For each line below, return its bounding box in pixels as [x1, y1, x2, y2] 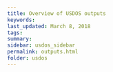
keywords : [7, 16, 36, 23]
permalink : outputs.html [7, 49, 79, 56]
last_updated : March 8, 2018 [7, 23, 91, 29]
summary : [7, 36, 32, 43]
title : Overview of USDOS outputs [7, 10, 107, 17]
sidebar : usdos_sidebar [7, 42, 76, 49]
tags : [7, 29, 23, 36]
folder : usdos [7, 55, 48, 62]
